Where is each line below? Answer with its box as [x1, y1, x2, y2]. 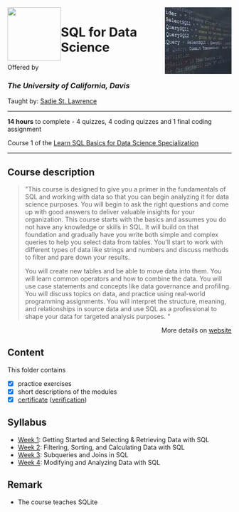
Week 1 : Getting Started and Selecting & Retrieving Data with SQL [17, 435, 210, 444]
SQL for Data [60, 24, 137, 41]
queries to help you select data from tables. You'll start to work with [24, 238, 223, 246]
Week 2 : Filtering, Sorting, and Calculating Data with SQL [17, 443, 185, 451]
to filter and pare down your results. [24, 253, 130, 262]
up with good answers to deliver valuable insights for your [24, 208, 196, 216]
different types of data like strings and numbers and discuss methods [24, 246, 229, 254]
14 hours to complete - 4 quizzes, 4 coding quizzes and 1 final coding [7, 117, 212, 126]
